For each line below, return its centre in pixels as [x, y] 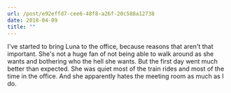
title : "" [22, 27]
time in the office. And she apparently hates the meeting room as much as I [115, 76]
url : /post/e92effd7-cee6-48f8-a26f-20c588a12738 [81, 14]
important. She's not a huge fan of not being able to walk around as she [111, 54]
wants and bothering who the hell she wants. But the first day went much [113, 62]
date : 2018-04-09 [33, 20]
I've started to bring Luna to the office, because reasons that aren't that [110, 47]
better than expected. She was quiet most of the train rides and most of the [116, 69]
